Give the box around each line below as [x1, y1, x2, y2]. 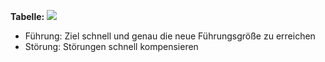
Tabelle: [10, 11, 45, 22]
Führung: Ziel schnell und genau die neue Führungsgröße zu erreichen [24, 30, 316, 42]
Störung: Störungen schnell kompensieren [24, 41, 199, 52]
